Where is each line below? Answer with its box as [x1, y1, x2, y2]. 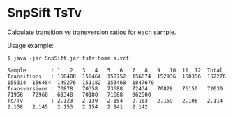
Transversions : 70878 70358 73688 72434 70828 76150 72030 [7, 85, 223, 92]
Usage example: [7, 41, 54, 49]
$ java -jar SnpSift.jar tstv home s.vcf [7, 54, 130, 62]
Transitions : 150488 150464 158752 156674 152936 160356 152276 [7, 73, 227, 80]
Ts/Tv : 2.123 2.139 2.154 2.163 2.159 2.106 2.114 [7, 97, 223, 104]
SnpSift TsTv [7, 5, 82, 21]
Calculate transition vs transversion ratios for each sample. [7, 28, 176, 36]
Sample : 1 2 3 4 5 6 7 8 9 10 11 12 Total [7, 67, 223, 74]
